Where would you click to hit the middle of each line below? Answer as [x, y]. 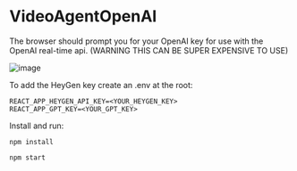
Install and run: [37, 126]
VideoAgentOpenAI [83, 16]
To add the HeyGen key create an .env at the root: [101, 85]
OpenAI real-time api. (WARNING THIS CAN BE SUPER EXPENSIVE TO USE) [149, 50]
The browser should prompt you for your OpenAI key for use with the [136, 41]
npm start [28, 158]
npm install [31, 142]
